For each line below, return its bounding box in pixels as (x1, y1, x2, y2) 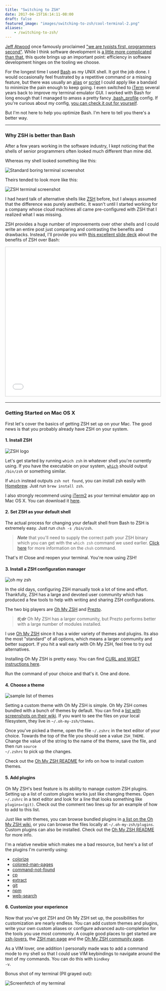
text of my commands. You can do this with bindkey (5, 956, 110, 961)
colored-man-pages (12, 861, 53, 867)
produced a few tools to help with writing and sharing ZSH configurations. (5, 597, 155, 603)
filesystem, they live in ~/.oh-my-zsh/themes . (5, 718, 95, 724)
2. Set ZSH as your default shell (5, 509, 71, 515)
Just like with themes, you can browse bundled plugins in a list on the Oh (5, 816, 154, 822)
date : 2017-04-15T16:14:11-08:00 (5, 12, 74, 17)
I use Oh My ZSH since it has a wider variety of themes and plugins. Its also (5, 631, 159, 637)
